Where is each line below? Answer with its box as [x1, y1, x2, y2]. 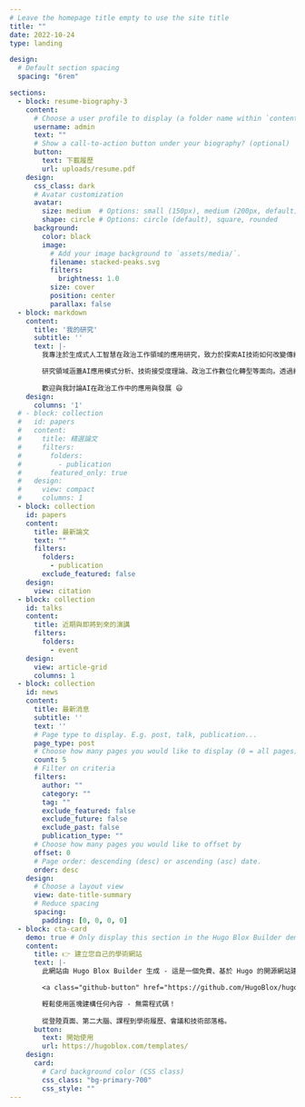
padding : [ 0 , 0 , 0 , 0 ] [42, 915, 128, 925]
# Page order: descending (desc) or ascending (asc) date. [33, 856, 261, 866]
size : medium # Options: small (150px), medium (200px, [42, 206, 261, 216]
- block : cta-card [17, 924, 88, 933]
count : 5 [33, 755, 67, 764]
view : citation [33, 586, 92, 595]
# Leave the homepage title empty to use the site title [9, 13, 230, 23]
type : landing [9, 38, 64, 48]
